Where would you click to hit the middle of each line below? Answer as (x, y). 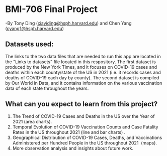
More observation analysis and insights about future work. (73, 148)
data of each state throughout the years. (47, 88)
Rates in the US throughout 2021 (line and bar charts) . (69, 132)
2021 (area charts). (32, 121)
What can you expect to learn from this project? (81, 104)
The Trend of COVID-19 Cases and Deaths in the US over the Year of (83, 116)
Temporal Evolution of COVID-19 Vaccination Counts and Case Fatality (85, 127)
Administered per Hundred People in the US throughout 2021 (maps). (85, 143)
